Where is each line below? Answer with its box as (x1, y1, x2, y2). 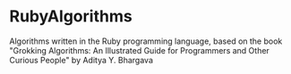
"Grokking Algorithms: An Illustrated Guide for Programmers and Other (9, 45, 270, 55)
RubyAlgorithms (9, 6, 133, 27)
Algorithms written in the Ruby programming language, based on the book (9, 36, 283, 46)
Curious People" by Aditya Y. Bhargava (9, 54, 154, 65)
